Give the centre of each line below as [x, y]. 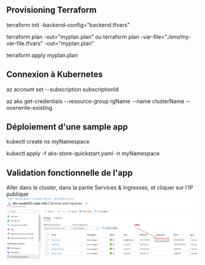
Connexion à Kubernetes [54, 75]
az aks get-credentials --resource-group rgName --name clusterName [95, 101]
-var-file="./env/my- [166, 37]
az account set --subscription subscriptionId [63, 89]
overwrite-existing [29, 107]
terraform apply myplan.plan [42, 55]
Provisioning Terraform [51, 10]
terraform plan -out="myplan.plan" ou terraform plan [73, 37]
